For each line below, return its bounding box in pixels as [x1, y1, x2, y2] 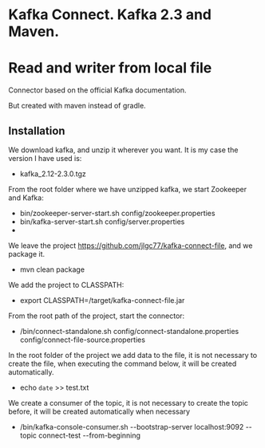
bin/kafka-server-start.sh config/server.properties [19, 217, 185, 226]
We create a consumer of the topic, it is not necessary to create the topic [8, 398, 249, 407]
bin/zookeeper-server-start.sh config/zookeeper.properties [19, 208, 216, 218]
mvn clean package [19, 265, 85, 274]
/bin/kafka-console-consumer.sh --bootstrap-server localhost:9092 [19, 422, 244, 431]
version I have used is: [8, 153, 82, 163]
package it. [8, 249, 45, 258]
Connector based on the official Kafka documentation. [8, 85, 187, 95]
